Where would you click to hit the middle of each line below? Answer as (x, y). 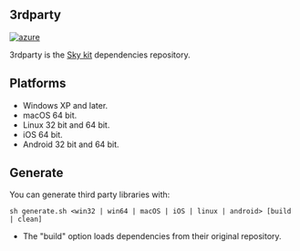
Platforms (38, 84)
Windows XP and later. (65, 105)
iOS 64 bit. (43, 134)
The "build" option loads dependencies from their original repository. (152, 236)
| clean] (26, 220)
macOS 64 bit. (50, 115)
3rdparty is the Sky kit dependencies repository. (100, 55)
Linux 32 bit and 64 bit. (66, 125)
